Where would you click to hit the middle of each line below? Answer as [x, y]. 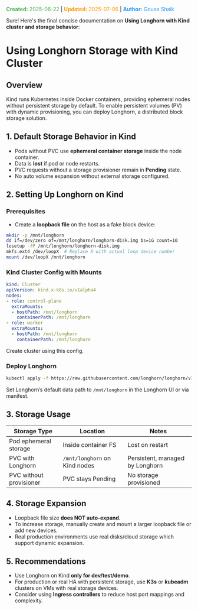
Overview [24, 85]
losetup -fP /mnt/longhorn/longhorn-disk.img [63, 246]
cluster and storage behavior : [43, 27]
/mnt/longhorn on [87, 458]
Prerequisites [26, 212]
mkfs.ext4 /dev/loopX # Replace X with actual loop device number [91, 252]
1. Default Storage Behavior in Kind [71, 137]
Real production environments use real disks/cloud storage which [94, 536]
